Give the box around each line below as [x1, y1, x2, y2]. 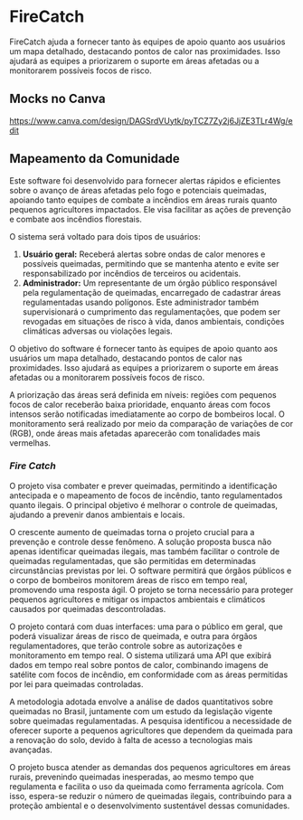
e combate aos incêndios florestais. [9, 213, 143, 224]
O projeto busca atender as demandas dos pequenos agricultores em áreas [9, 761, 291, 772]
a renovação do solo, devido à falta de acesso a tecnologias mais [9, 734, 253, 745]
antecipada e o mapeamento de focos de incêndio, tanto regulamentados [9, 490, 283, 501]
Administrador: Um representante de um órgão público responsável [22, 278, 278, 288]
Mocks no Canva [9, 91, 106, 107]
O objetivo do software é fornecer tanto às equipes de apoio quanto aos [9, 343, 279, 353]
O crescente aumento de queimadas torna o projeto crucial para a [9, 526, 255, 537]
